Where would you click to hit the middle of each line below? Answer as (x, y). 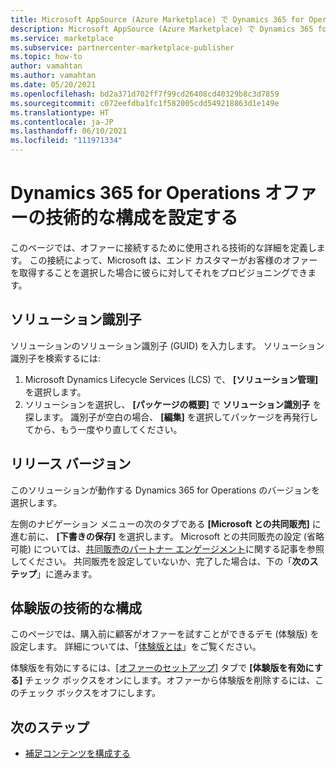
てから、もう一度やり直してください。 (103, 429)
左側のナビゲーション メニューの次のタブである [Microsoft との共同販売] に (166, 523)
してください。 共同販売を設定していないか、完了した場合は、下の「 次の (160, 561)
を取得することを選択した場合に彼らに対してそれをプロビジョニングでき (159, 272)
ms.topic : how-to (46, 57)
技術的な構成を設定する (142, 218)
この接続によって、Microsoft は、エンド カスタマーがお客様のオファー (173, 260)
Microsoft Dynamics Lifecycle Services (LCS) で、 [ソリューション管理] (171, 379)
